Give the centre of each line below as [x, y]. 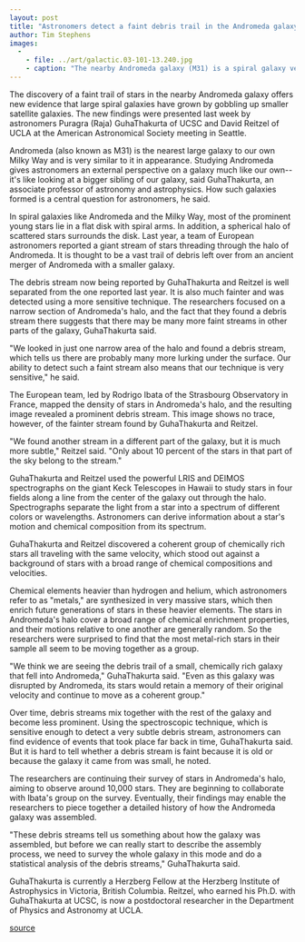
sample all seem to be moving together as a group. [104, 648]
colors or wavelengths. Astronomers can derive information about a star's [148, 516]
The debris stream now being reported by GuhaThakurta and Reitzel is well [149, 282]
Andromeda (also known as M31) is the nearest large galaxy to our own [142, 150]
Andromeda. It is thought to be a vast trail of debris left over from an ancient [152, 254]
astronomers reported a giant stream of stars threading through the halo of [149, 245]
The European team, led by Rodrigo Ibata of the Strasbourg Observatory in [149, 394]
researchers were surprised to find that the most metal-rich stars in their [145, 639]
